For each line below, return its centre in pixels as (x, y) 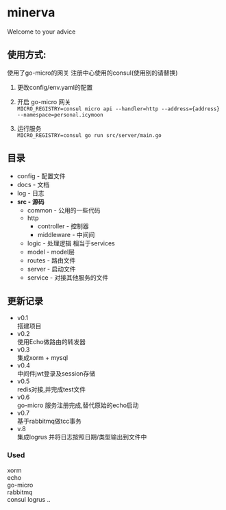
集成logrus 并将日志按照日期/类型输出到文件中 (82, 437)
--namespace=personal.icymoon (60, 114)
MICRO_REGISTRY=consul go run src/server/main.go (89, 135)
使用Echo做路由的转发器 (51, 342)
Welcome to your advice (41, 32)
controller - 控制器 (63, 226)
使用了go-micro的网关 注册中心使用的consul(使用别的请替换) (92, 73)
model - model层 (51, 252)
